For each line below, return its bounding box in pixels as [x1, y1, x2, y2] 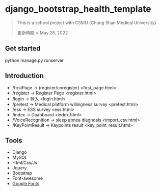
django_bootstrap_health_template [5, 3, 151, 15]
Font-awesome [12, 175, 43, 181]
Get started [5, 44, 41, 53]
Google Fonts [12, 181, 40, 187]
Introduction [5, 72, 44, 80]
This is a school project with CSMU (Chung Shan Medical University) [17, 20, 156, 26]
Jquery [12, 165, 27, 171]
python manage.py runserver [5, 57, 64, 63]
